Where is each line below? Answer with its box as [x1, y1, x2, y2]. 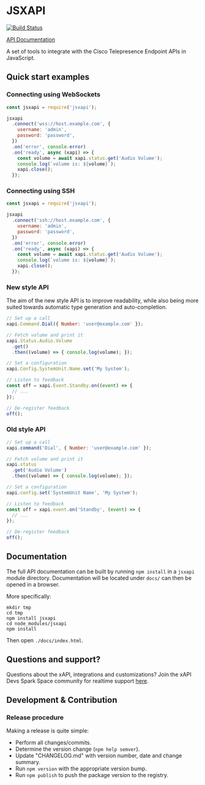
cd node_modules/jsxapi [6, 620, 67, 626]
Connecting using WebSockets [6, 90, 101, 99]
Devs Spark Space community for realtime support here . [6, 677, 149, 685]
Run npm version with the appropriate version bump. [15, 765, 147, 772]
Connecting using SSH [6, 187, 75, 195]
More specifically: [6, 592, 52, 600]
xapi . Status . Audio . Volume [6, 337, 72, 344]
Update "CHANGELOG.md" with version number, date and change [15, 752, 182, 759]
